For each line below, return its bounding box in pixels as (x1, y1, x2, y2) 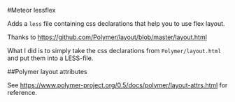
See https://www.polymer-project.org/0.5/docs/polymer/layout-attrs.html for (7, 81, 228, 89)
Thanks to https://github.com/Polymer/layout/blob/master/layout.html (7, 33, 208, 41)
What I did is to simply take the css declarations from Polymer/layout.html (7, 47, 222, 54)
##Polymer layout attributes (7, 68, 87, 75)
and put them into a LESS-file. (7, 54, 94, 62)
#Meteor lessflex (7, 6, 56, 14)
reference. (7, 89, 37, 96)
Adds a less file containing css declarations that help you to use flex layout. (7, 20, 225, 27)
